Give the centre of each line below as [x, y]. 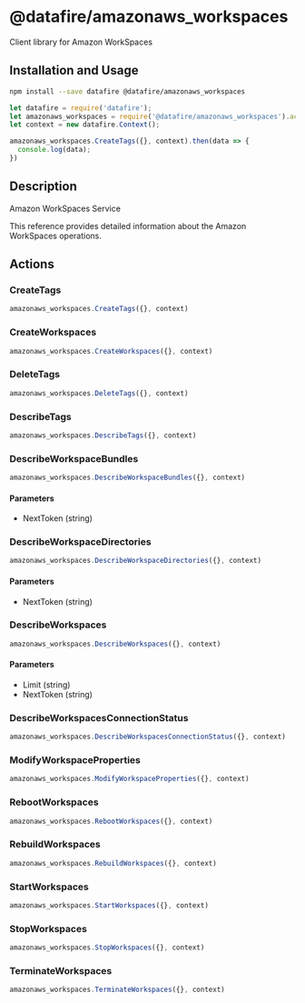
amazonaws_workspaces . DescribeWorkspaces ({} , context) [115, 644]
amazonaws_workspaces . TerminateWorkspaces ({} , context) [117, 990]
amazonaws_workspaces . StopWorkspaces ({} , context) [107, 948]
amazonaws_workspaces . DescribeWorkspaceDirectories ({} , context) [135, 561]
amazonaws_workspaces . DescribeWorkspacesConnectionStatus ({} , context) [148, 737]
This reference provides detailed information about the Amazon [128, 226]
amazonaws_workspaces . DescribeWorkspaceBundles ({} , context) [128, 478]
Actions [32, 264]
